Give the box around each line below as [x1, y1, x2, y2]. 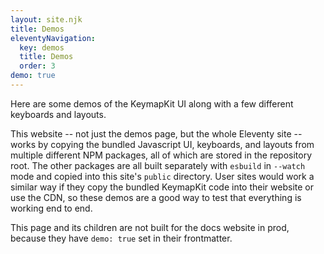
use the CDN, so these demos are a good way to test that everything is [10, 191, 302, 203]
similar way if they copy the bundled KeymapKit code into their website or [10, 181, 314, 193]
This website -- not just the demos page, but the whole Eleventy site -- [10, 127, 303, 140]
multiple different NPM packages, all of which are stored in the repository [10, 149, 313, 161]
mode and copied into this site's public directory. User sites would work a [10, 170, 315, 182]
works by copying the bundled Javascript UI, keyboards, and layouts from [10, 138, 315, 150]
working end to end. [10, 202, 93, 214]
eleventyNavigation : [10, 33, 97, 43]
